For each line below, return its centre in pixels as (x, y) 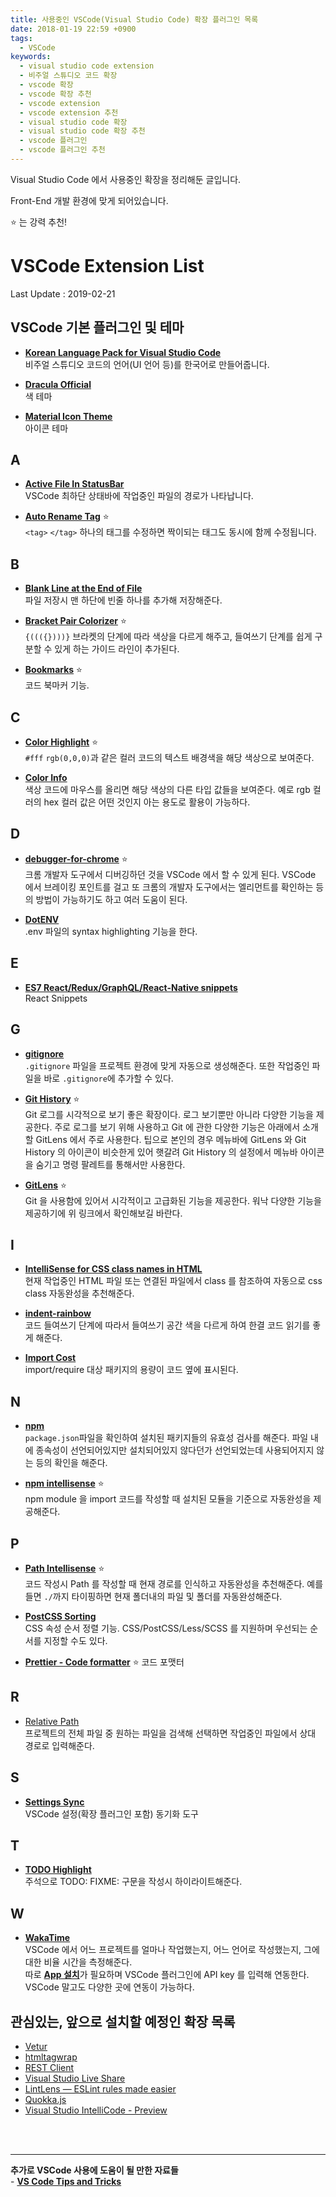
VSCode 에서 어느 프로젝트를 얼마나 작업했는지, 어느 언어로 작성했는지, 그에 (172, 1950)
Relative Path (52, 1721)
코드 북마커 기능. (57, 685)
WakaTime (47, 1938)
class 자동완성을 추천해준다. (79, 1293)
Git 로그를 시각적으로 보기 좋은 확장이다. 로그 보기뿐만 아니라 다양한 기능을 (169, 1114)
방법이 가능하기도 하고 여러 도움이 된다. (111, 899)
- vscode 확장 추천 (55, 94)
